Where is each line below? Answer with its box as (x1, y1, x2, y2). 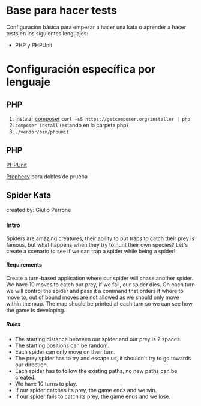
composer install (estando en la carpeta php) (14, 121, 129, 129)
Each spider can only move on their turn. (14, 348, 116, 356)
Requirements (6, 261, 43, 268)
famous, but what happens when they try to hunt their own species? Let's (6, 241, 188, 248)
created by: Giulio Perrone (6, 206, 71, 213)
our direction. (14, 361, 49, 368)
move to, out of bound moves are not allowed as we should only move (6, 294, 179, 301)
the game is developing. (6, 307, 66, 314)
